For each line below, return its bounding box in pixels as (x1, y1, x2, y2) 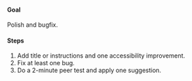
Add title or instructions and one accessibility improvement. (16, 51, 185, 60)
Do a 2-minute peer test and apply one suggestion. (16, 66, 162, 75)
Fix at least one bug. (16, 59, 75, 67)
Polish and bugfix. (7, 21, 58, 29)
